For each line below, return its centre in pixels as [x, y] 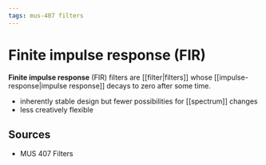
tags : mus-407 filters [46, 16]
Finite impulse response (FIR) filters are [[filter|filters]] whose [111, 77]
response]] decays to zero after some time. [140, 85]
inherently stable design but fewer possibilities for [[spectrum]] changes [139, 101]
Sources [30, 134]
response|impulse [38, 85]
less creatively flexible [56, 109]
